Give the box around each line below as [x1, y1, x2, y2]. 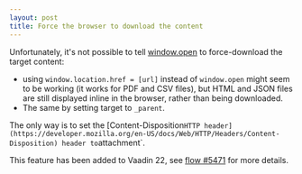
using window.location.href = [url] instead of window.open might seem [22, 73, 290, 84]
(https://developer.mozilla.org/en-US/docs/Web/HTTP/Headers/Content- [9, 129, 280, 138]
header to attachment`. [61, 137, 146, 148]
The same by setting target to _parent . [22, 102, 165, 113]
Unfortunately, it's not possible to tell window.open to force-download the [9, 46, 283, 57]
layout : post [9, 13, 59, 23]
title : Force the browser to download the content [9, 22, 204, 31]
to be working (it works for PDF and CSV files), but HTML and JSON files [22, 83, 293, 94]
